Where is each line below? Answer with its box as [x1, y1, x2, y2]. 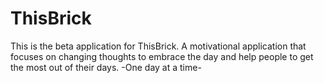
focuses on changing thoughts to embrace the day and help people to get [10, 50, 314, 62]
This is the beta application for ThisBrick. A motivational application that [10, 40, 307, 52]
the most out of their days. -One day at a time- [10, 61, 202, 73]
